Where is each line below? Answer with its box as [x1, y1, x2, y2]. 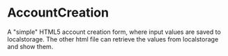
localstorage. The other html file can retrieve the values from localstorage [7, 35, 219, 43]
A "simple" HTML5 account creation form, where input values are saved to [7, 28, 221, 36]
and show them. [7, 42, 54, 50]
